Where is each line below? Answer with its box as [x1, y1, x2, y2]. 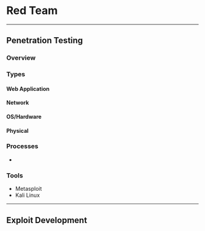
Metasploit [15, 185, 42, 193]
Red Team [6, 4, 58, 18]
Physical [6, 127, 29, 134]
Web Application [6, 85, 50, 92]
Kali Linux [15, 191, 40, 199]
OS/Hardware [6, 113, 41, 120]
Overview [6, 54, 36, 62]
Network [6, 99, 29, 107]
